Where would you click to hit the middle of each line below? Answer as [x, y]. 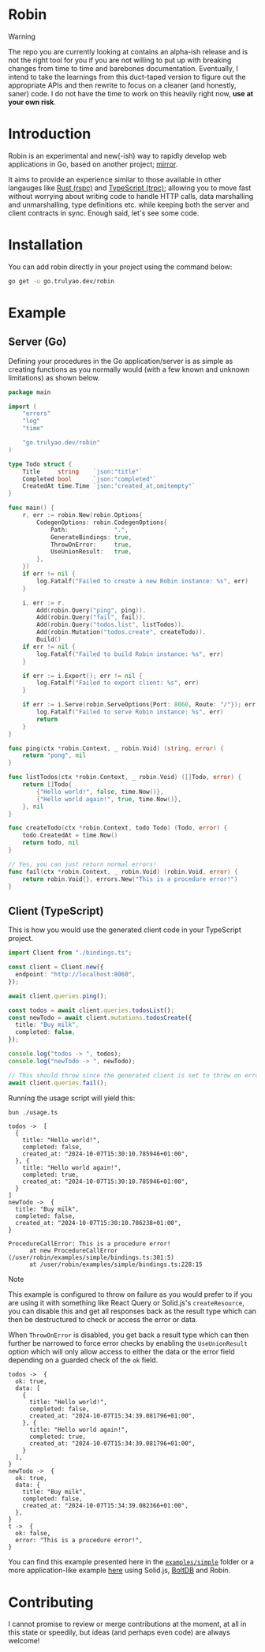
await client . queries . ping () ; [58, 996]
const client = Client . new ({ [56, 967]
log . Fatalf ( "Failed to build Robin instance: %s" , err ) [130, 654]
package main [30, 392]
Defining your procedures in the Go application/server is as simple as [121, 361]
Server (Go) [37, 342]
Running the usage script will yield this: [72, 1098]
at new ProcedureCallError [73, 1251]
